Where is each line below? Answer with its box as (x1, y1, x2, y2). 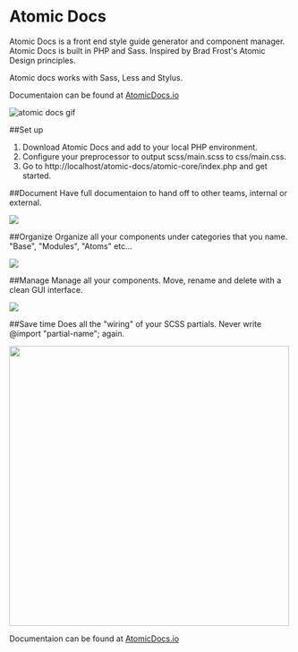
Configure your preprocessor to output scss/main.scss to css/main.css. (21, 150, 286, 162)
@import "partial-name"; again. (9, 328, 125, 339)
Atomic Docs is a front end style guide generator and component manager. (9, 36, 285, 47)
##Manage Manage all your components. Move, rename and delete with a (9, 275, 282, 286)
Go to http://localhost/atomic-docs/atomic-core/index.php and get (21, 160, 268, 171)
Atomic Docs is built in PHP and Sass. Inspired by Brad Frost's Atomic (9, 45, 266, 56)
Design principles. (9, 55, 76, 65)
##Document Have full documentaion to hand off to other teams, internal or (9, 187, 288, 198)
